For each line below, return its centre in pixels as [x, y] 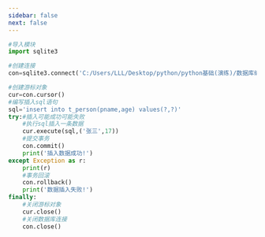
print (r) [37, 168]
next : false [28, 23]
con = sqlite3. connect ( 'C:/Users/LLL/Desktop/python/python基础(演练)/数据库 [131, 73]
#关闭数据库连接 [45, 219]
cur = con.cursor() [37, 94]
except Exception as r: [47, 161]
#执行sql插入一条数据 [53, 124]
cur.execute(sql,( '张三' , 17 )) [71, 131]
